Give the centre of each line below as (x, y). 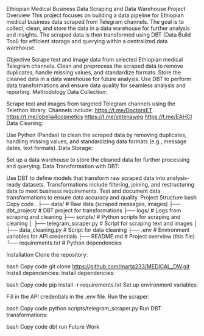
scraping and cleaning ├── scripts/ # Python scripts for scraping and (93, 217)
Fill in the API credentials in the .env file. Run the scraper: (78, 296)
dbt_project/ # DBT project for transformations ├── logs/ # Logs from (94, 210)
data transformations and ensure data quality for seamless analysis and (96, 85)
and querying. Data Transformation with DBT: (63, 166)
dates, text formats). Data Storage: (50, 148)
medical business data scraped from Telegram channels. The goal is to (95, 22)
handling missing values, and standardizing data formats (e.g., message (97, 141)
